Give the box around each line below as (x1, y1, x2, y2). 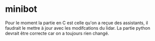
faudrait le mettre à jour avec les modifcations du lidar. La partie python (5, 25, 151, 31)
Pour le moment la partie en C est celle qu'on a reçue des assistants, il (5, 20, 148, 26)
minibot (5, 3, 38, 15)
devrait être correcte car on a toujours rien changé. (5, 30, 110, 36)
